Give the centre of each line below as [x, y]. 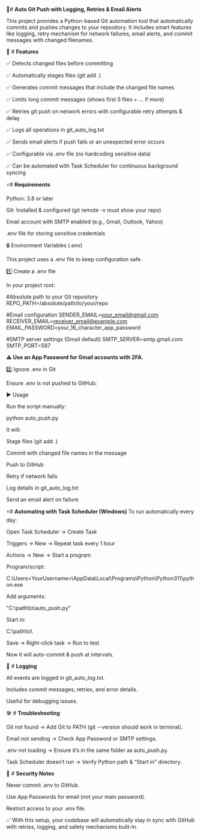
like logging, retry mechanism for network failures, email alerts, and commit [100, 34]
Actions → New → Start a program [49, 555]
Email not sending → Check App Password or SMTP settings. [82, 738]
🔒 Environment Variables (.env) [44, 245]
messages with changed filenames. [50, 40]
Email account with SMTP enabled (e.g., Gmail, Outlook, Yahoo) [85, 222]
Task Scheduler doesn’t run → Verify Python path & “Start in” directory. [94, 762]
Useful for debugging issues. [42, 701]
